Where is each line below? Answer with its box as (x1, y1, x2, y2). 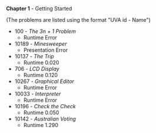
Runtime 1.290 (23, 122, 59, 128)
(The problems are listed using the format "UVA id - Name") (6, 16, 151, 23)
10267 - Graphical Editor (14, 78, 75, 85)
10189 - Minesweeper (14, 41, 67, 47)
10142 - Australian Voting (14, 115, 77, 122)
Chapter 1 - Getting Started (6, 5, 72, 12)
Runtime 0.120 (23, 72, 58, 78)
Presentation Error (23, 46, 68, 54)
